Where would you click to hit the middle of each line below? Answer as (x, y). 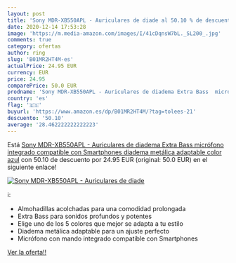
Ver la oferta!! (27, 252)
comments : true (29, 40)
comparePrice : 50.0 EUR (42, 86)
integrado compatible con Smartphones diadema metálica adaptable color (115, 152)
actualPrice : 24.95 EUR (42, 66)
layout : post (26, 14)
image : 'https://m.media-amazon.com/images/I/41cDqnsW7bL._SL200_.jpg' (114, 33)
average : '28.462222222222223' (53, 124)
